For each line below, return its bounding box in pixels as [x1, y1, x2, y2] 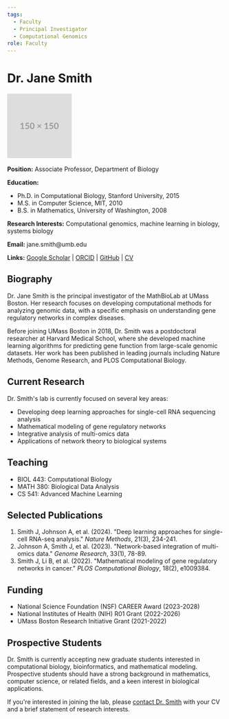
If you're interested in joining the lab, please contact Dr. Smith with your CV [7, 698, 220, 706]
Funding [7, 584, 43, 596]
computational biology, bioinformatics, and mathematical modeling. [7, 662, 198, 670]
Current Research [7, 376, 85, 388]
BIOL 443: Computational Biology [17, 475, 112, 483]
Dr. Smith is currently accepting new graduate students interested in [7, 655, 201, 663]
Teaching [7, 457, 48, 469]
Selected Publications [7, 509, 103, 521]
